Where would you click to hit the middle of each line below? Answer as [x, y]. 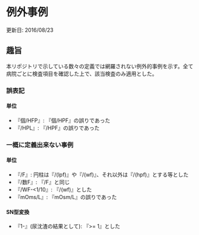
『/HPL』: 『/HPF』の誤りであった [57, 128]
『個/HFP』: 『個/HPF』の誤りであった [62, 120]
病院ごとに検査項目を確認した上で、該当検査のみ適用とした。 [82, 74]
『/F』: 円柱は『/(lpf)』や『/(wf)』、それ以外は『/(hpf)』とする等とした [102, 175]
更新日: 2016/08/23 [30, 30]
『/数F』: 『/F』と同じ [42, 182]
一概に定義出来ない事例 [40, 145]
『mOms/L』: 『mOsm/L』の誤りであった [66, 197]
